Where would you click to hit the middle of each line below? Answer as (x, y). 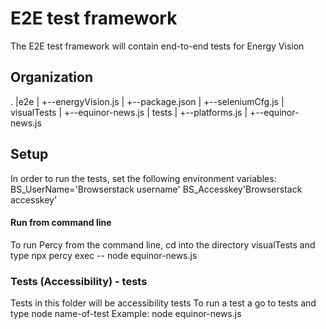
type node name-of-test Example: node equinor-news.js (126, 314)
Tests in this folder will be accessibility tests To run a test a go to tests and (163, 303)
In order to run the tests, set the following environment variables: (143, 178)
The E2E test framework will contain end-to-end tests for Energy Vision (157, 46)
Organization (51, 77)
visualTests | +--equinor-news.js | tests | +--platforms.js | (129, 112)
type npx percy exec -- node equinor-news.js (104, 255)
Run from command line (61, 223)
